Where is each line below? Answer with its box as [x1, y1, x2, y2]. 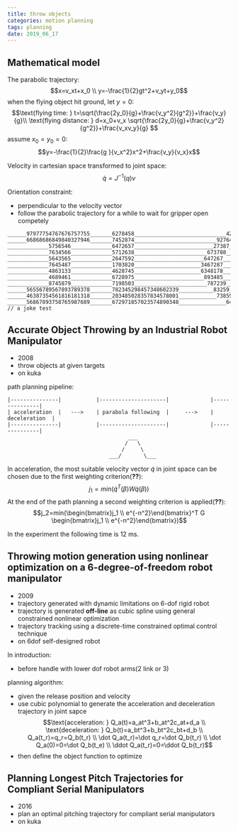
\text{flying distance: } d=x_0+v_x [28, 116, 127, 125]
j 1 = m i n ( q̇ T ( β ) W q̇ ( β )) [89, 484, 149, 494]
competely [17, 216, 50, 224]
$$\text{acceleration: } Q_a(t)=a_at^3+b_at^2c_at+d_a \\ [42, 718, 206, 727]
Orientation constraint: [7, 188, 73, 196]
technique [17, 629, 47, 638]
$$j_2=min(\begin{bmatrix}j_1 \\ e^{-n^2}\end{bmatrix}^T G [33, 509, 205, 517]
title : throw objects [7, 10, 72, 18]
